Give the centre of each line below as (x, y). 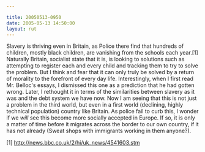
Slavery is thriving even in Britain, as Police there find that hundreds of (95, 46)
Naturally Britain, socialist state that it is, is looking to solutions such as (95, 59)
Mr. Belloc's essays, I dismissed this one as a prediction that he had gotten (100, 85)
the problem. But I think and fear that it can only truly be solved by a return (100, 72)
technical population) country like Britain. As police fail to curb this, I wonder (102, 112)
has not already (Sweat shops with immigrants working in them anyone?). (99, 131)
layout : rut (21, 29)
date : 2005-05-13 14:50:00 (41, 23)
